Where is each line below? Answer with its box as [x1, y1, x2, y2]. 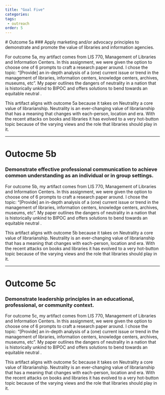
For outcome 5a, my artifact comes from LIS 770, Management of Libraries [5, 54, 156, 60]
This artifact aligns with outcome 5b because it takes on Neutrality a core [5, 230, 153, 236]
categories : [5, 12, 29, 17]
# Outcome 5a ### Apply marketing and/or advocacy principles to [5, 39, 139, 45]
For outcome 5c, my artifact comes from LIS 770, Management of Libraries [5, 313, 156, 319]
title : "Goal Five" [5, 7, 45, 12]
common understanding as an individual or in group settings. [5, 172, 154, 179]
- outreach [7, 21, 29, 26]
